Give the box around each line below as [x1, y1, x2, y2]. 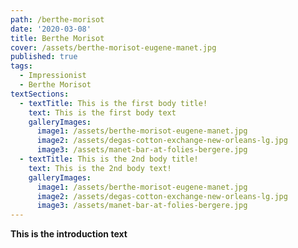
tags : [10, 61, 33, 71]
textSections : [10, 89, 70, 99]
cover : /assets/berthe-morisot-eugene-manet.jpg [10, 42, 217, 53]
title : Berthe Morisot [10, 33, 105, 43]
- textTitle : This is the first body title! [19, 98, 208, 108]
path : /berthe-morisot [10, 14, 105, 25]
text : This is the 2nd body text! [28, 163, 172, 173]
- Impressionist [19, 71, 87, 81]
